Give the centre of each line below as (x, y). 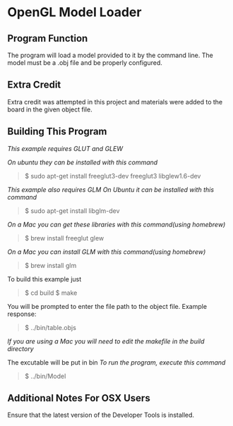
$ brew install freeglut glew (64, 238)
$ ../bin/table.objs (50, 327)
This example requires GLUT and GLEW (65, 148)
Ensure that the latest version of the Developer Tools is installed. (101, 415)
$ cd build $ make (51, 293)
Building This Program (57, 132)
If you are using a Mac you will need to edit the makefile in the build (106, 341)
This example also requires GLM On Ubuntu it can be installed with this (110, 189)
